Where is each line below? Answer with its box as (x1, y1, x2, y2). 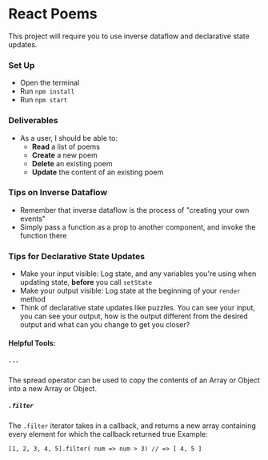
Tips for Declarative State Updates (8, 250, 146, 262)
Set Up (8, 59, 35, 70)
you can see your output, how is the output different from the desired (19, 311, 248, 321)
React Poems (8, 5, 98, 23)
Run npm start (19, 95, 68, 105)
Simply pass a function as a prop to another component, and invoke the (19, 222, 256, 232)
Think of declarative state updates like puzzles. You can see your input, (19, 303, 256, 313)
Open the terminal (19, 78, 80, 88)
